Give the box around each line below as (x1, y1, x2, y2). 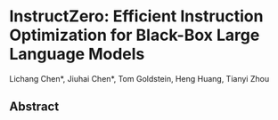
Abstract (9, 100, 60, 115)
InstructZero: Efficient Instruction (9, 6, 264, 27)
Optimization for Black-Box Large (9, 25, 260, 45)
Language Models (9, 44, 145, 64)
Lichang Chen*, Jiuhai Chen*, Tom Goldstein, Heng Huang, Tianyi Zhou (9, 73, 270, 84)
